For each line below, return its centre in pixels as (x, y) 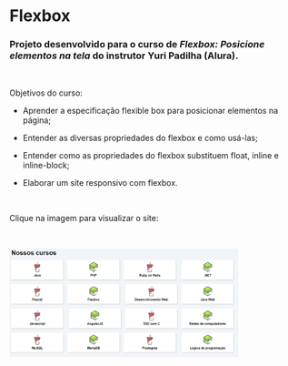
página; (37, 120)
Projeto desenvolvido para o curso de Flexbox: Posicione (137, 45)
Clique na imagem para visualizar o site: (84, 219)
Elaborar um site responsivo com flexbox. (100, 183)
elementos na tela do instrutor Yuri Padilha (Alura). (124, 56)
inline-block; (46, 166)
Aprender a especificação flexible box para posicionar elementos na (150, 111)
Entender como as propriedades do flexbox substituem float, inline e (151, 156)
